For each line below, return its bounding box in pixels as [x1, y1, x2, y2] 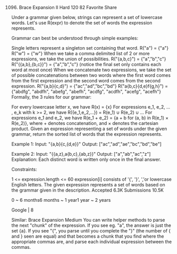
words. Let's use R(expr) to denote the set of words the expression [11, 20, 152, 26]
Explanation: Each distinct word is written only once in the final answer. [11, 156, 161, 162]
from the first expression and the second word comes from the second [11, 78, 161, 83]
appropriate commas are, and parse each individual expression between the [11, 239, 172, 245]
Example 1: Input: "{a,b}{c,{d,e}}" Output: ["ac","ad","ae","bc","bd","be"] [11, 141, 162, 147]
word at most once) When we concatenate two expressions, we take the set [11, 67, 171, 73]
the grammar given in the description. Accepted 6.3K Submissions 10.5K [11, 187, 164, 193]
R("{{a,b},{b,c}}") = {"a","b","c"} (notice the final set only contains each [11, 61, 161, 67]
